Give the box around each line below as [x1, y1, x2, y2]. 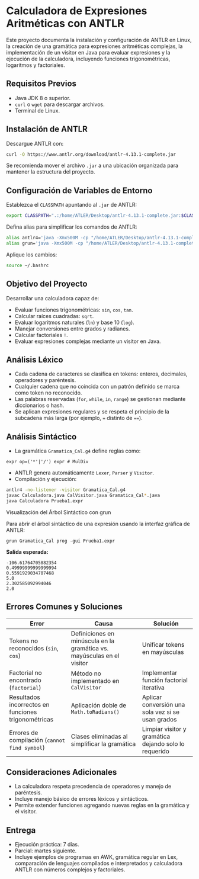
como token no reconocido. [14, 389, 82, 396]
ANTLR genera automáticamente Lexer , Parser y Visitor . [14, 469, 155, 476]
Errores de [9, 729, 38, 737]
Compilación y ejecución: [14, 476, 77, 483]
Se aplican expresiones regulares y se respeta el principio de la [14, 408, 170, 415]
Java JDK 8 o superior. [14, 94, 71, 101]
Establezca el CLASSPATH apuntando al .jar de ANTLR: [6, 201, 137, 208]
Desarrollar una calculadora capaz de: [6, 294, 99, 301]
